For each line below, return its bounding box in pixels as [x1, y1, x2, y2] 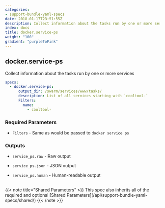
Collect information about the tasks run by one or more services [5, 70, 135, 76]
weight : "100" [5, 35, 34, 40]
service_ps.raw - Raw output [12, 153, 71, 159]
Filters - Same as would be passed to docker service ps [12, 130, 129, 135]
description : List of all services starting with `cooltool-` [18, 94, 148, 99]
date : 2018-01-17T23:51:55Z [5, 16, 63, 21]
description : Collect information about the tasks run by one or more [5, 21, 153, 26]
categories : [5, 7, 29, 12]
